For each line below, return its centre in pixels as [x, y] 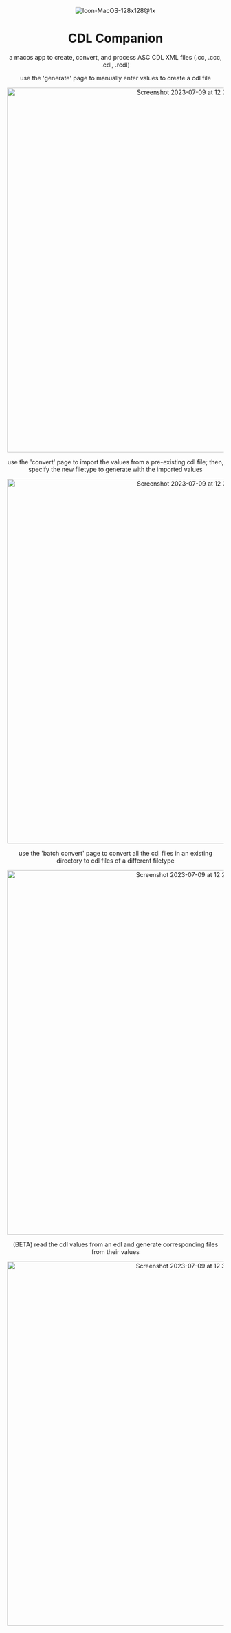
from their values [115, 1251]
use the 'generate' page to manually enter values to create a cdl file [115, 78]
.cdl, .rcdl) [115, 65]
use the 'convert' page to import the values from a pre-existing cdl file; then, [115, 462]
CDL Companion [115, 39]
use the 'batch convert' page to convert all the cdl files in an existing [115, 853]
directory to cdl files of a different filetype [115, 861]
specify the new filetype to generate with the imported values [115, 469]
